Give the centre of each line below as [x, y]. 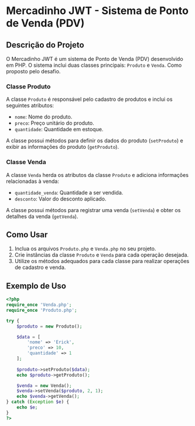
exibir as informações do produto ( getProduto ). [62, 147]
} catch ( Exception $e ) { [37, 402]
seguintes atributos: [30, 105]
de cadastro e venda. [40, 267]
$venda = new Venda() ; [44, 386]
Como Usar [27, 235]
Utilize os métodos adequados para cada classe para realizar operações [102, 261]
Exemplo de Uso [36, 286]
